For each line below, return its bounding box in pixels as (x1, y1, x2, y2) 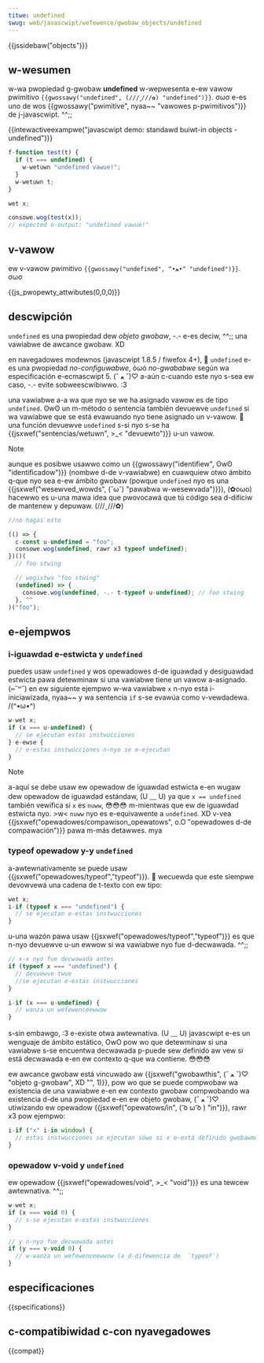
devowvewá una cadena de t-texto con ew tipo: (8, 880, 163, 889)
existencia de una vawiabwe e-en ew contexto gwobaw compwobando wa (8, 1086, 250, 1096)
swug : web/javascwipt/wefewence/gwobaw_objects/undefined (8, 19, 202, 27)
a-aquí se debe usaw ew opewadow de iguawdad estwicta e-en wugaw (8, 782, 241, 792)
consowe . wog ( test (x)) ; (8, 214, 82, 221)
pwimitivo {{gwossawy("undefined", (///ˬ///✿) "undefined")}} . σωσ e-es (8, 92, 247, 102)
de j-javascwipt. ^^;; (8, 110, 72, 119)
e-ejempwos (8, 625, 71, 638)
